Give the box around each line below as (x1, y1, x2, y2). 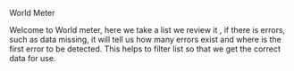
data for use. (9, 53, 56, 63)
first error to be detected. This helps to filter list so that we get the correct (9, 43, 281, 54)
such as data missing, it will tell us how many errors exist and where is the (9, 35, 281, 44)
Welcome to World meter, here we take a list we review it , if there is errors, (9, 25, 286, 35)
